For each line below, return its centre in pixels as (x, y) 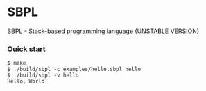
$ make (17, 63)
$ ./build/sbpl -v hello (43, 75)
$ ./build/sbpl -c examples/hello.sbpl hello (74, 70)
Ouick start (26, 49)
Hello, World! (28, 81)
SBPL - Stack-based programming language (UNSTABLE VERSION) (103, 31)
